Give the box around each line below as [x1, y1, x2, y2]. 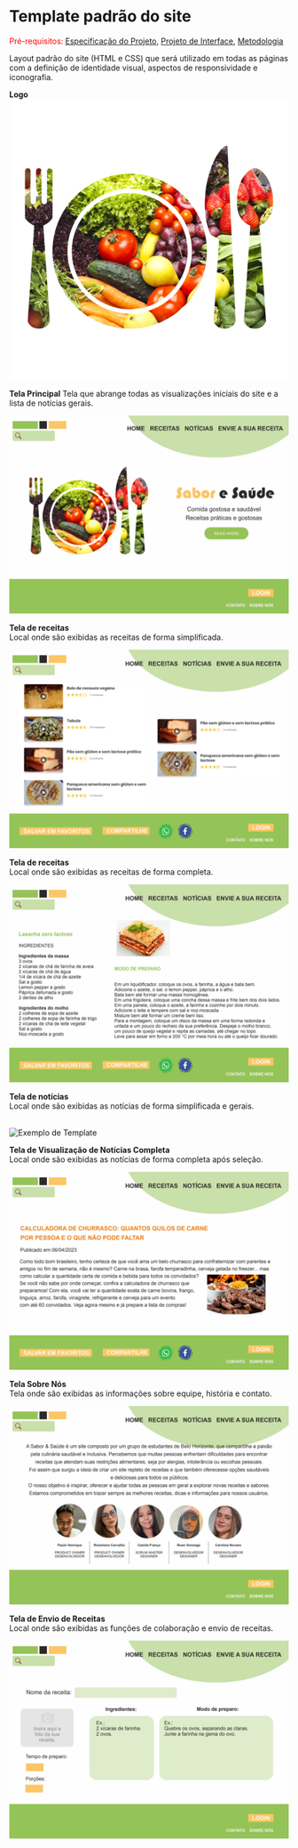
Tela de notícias [9, 1091, 69, 1102]
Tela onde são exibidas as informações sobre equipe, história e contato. [9, 1388, 272, 1399]
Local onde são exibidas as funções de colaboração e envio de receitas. [9, 1622, 273, 1634]
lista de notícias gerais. [9, 398, 94, 408]
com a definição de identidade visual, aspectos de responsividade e [9, 62, 258, 73]
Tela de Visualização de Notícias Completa [9, 1144, 170, 1155]
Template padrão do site [9, 6, 192, 27]
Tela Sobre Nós [9, 1379, 67, 1390]
